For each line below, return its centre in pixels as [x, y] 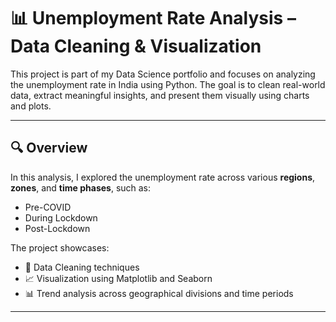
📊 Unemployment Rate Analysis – [153, 18]
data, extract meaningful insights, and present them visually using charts [160, 95]
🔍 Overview [49, 148]
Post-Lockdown [57, 228]
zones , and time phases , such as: [81, 187]
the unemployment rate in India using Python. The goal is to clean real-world [168, 84]
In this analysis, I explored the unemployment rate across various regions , [163, 177]
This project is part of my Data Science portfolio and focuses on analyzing [163, 74]
